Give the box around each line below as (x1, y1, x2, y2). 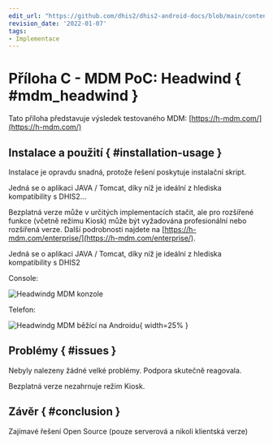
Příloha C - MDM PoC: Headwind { (8, 70, 242, 88)
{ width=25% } (139, 321, 189, 330)
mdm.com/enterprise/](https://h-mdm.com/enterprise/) (8, 233, 194, 243)
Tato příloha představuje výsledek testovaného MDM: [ (8, 114, 193, 123)
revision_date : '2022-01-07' (8, 19, 107, 28)
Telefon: (8, 305, 37, 314)
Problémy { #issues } (8, 344, 117, 358)
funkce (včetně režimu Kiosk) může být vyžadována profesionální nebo (8, 216, 247, 226)
